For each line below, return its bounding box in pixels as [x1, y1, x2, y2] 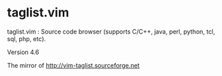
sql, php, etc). [7, 34, 46, 42]
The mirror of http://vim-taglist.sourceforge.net [7, 61, 140, 69]
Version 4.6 [7, 48, 40, 56]
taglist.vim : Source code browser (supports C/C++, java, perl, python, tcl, [7, 27, 215, 36]
